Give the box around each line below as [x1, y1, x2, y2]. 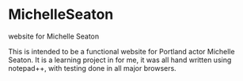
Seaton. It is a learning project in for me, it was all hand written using [8, 55, 232, 64]
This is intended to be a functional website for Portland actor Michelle [8, 46, 235, 56]
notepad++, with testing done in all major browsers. [8, 63, 177, 72]
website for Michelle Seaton [8, 31, 100, 41]
